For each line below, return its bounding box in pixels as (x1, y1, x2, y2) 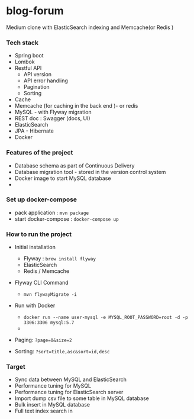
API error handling (23, 77, 68, 84)
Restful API (14, 65, 42, 72)
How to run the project (6, 230, 72, 238)
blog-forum (6, 4, 64, 18)
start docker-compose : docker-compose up (14, 215, 119, 223)
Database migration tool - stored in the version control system (14, 168, 166, 175)
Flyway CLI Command (14, 279, 69, 286)
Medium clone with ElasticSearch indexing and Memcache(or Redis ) (6, 24, 174, 31)
